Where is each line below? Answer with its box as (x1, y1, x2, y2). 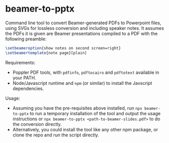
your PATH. (12, 74, 36, 81)
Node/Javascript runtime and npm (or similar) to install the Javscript (12, 80, 152, 86)
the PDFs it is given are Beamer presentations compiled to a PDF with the (5, 30, 158, 36)
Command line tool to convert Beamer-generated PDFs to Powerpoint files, (5, 20, 161, 26)
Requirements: (5, 59, 35, 66)
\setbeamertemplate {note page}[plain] (5, 50, 87, 56)
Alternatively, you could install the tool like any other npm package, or (12, 126, 158, 132)
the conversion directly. (12, 121, 62, 127)
